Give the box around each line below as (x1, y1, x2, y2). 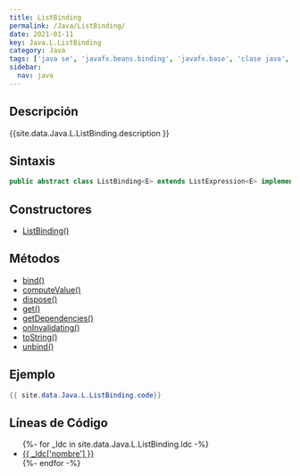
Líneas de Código (9, 415, 109, 431)
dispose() (21, 293, 58, 304)
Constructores (9, 201, 92, 217)
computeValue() (21, 284, 82, 295)
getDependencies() (21, 313, 94, 324)
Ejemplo (9, 367, 55, 382)
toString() (21, 332, 58, 342)
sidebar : (9, 63, 42, 72)
